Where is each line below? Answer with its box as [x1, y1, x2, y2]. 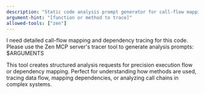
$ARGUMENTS [6, 50, 45, 57]
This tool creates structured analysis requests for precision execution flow [6, 61, 193, 69]
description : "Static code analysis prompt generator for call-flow [6, 8, 184, 15]
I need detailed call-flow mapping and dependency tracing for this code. [6, 37, 189, 44]
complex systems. [6, 81, 52, 88]
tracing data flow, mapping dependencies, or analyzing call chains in [6, 74, 179, 82]
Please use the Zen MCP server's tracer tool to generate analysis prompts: [6, 43, 194, 50]
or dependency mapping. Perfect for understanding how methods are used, [6, 68, 197, 75]
